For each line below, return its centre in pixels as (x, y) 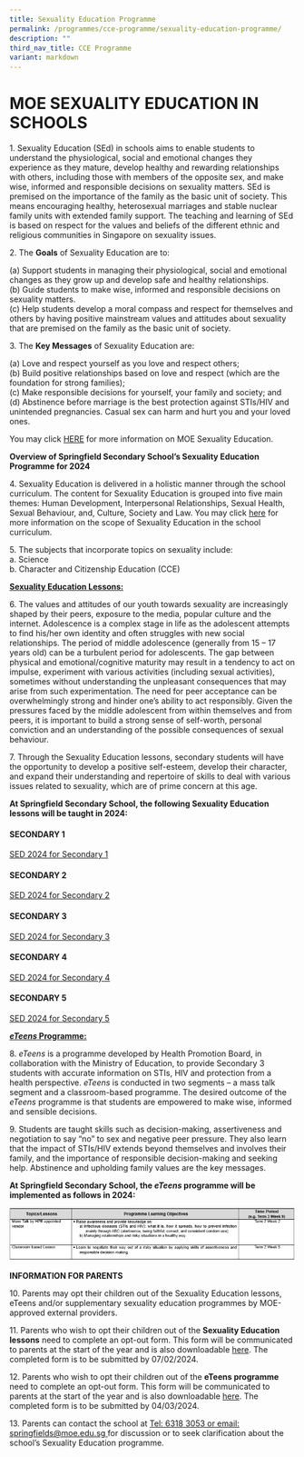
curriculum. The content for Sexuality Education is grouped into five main (146, 494)
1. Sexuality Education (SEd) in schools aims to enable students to (132, 148)
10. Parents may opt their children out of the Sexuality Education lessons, (146, 1293)
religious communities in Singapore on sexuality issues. (113, 235)
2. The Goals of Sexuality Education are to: (90, 253)
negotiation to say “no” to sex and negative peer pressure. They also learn (148, 1139)
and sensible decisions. (54, 1112)
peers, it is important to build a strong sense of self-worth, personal (136, 720)
